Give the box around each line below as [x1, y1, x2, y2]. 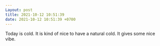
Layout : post [5, 7, 33, 13]
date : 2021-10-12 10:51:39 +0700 [5, 17, 76, 22]
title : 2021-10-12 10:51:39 [5, 12, 65, 17]
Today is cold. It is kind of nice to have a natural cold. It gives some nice [5, 31, 155, 37]
